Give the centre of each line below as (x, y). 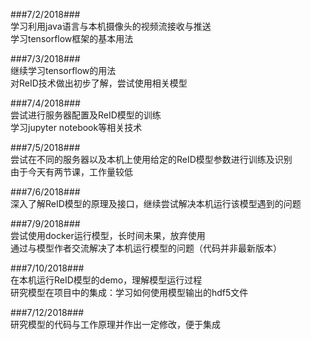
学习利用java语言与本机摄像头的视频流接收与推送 (111, 26)
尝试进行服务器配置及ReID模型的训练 (86, 115)
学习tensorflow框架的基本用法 (72, 38)
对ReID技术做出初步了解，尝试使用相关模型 (99, 83)
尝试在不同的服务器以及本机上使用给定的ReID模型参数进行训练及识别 (151, 159)
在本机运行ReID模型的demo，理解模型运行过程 (106, 280)
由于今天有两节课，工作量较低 (71, 172)
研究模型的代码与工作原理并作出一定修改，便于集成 (115, 324)
